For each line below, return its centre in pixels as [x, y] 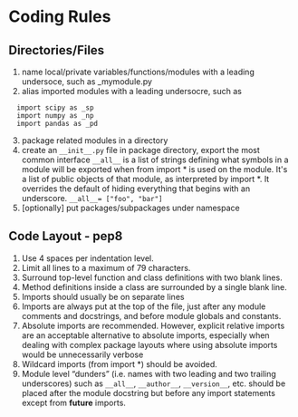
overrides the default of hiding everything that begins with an [136, 189]
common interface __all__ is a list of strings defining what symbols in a [155, 160]
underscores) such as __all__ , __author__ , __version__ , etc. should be [154, 383]
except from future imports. [73, 402]
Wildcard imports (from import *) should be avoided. [120, 364]
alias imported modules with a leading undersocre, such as [131, 91]
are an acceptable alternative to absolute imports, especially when [145, 335]
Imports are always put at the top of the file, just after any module [144, 306]
